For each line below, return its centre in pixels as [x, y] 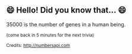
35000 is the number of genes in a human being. [66, 24]
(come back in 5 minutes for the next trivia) [50, 35]
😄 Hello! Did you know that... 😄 [66, 10]
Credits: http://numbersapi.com [38, 45]
